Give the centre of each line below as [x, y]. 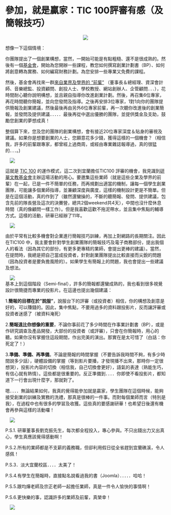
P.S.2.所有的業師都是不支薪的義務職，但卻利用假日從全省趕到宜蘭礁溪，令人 [85, 447]
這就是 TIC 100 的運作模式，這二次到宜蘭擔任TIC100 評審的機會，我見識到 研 [85, 171]
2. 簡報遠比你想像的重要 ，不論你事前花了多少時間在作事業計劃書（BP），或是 [85, 324]
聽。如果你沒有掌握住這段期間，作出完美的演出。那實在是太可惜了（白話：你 [85, 337]
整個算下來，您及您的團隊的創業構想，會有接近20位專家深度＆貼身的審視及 [84, 131]
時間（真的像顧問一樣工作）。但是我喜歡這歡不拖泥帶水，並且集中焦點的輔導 [84, 209]
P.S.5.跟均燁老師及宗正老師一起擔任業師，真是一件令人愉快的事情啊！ [78, 486]
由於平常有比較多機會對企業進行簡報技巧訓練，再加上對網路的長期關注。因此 [85, 236]
